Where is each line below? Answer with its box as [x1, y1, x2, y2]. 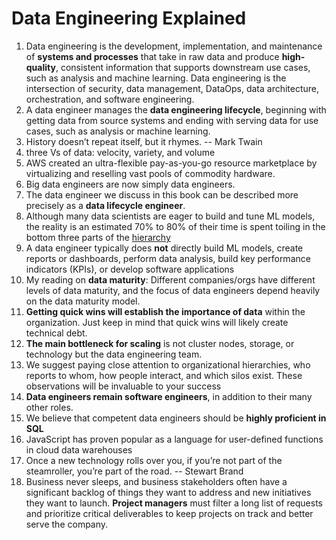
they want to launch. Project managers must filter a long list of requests [25, 497, 323, 509]
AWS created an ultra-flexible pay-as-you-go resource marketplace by [25, 157, 318, 169]
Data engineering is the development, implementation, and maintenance [25, 40, 323, 52]
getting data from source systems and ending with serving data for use [25, 114, 319, 126]
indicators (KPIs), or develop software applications [25, 263, 235, 275]
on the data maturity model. [25, 295, 141, 307]
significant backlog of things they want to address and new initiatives [25, 486, 312, 498]
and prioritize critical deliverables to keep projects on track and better [25, 507, 314, 519]
